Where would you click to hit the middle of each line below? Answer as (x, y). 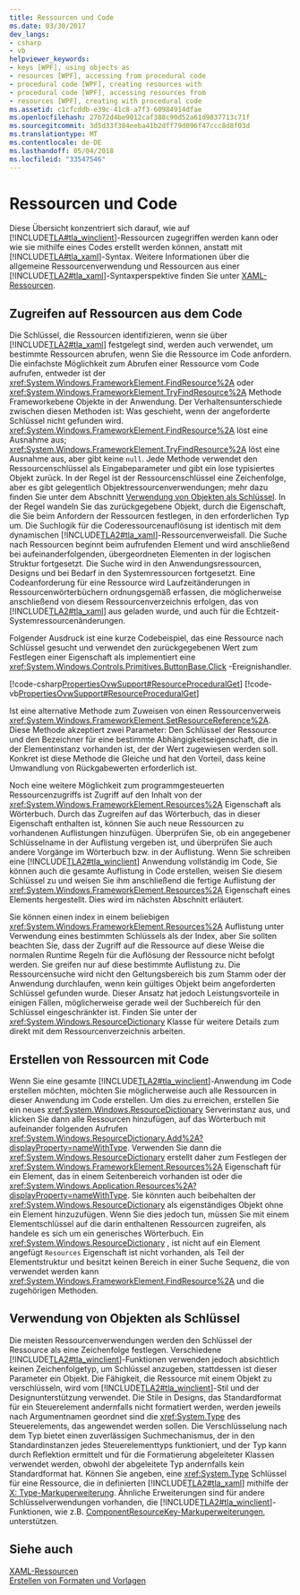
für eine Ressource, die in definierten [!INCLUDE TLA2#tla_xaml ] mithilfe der (149, 1483)
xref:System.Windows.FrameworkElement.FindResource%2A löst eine (139, 430)
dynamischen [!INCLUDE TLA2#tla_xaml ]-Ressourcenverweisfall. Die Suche (148, 535)
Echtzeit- (263, 611)
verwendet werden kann (54, 1272)
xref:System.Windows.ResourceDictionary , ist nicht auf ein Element (135, 1243)
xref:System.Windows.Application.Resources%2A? (103, 1186)
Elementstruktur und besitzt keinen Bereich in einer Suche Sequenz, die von (150, 1262)
